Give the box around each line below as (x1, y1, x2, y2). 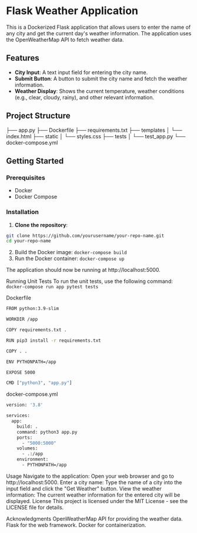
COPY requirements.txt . (6, 327, 67, 333)
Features (6, 53, 39, 63)
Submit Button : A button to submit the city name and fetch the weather (14, 75, 188, 82)
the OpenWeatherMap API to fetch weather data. (6, 36, 124, 43)
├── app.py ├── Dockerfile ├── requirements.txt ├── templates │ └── (6, 126, 182, 134)
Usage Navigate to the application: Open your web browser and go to (6, 472, 175, 479)
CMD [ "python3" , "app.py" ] (6, 380, 72, 386)
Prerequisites (6, 174, 45, 182)
